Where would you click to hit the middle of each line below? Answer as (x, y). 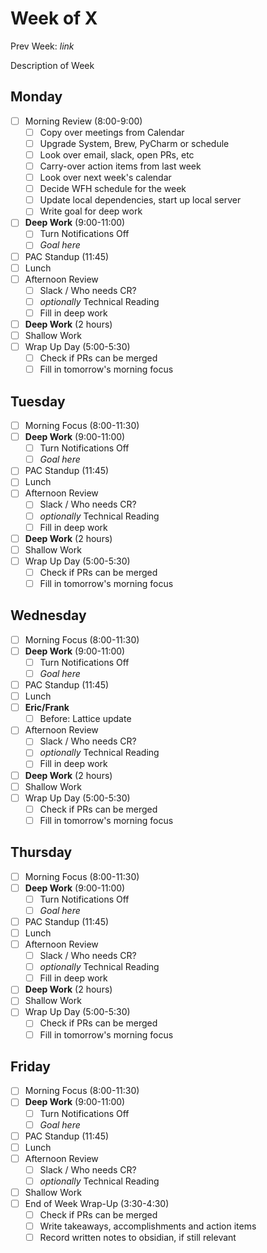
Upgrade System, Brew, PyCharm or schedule (134, 143)
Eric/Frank (47, 708)
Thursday (41, 852)
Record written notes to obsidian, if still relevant (138, 1238)
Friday (30, 1066)
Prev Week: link (42, 46)
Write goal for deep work (91, 211)
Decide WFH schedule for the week (113, 189)
